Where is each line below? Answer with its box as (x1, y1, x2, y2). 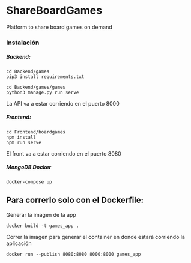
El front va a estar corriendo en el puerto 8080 (6, 150, 121, 157)
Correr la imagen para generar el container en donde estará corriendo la (6, 233, 185, 240)
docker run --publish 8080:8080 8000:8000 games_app (6, 251, 141, 257)
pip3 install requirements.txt (6, 73, 85, 80)
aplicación (6, 240, 32, 247)
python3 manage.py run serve (6, 89, 79, 95)
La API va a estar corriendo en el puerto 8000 (6, 100, 120, 107)
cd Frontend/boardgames (6, 128, 66, 135)
